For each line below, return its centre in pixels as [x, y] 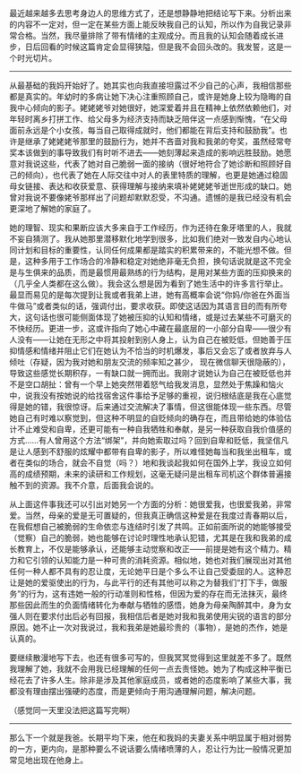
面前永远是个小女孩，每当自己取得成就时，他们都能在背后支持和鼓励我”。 [145, 130]
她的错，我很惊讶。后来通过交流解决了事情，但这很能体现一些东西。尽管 [158, 407]
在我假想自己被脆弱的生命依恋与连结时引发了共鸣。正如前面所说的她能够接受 [150, 526]
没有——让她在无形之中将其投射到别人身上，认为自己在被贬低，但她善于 [150, 340]
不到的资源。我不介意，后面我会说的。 [87, 485]
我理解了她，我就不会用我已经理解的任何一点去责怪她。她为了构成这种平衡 [146, 669]
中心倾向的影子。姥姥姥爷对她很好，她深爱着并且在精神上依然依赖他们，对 [154, 107]
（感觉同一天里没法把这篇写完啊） [72, 710]
